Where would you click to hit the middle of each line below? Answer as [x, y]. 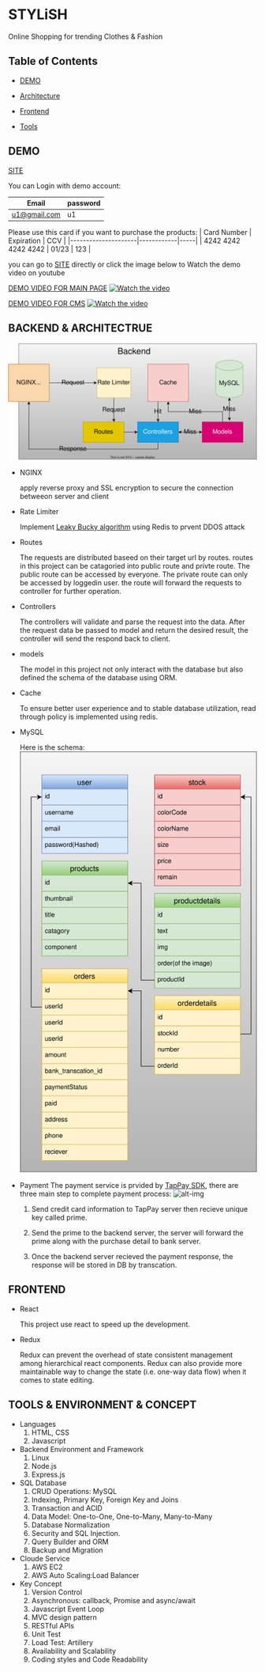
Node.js [44, 1466]
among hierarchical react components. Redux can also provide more [131, 1363]
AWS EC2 [47, 1567]
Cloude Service [45, 1558]
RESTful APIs [53, 1625]
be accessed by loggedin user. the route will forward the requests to [131, 582]
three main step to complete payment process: [95, 1194]
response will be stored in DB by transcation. [104, 1265]
